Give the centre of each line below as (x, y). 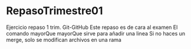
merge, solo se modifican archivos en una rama (64, 40)
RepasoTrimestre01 (55, 11)
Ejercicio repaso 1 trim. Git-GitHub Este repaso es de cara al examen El (92, 27)
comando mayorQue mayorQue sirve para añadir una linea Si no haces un (96, 33)
